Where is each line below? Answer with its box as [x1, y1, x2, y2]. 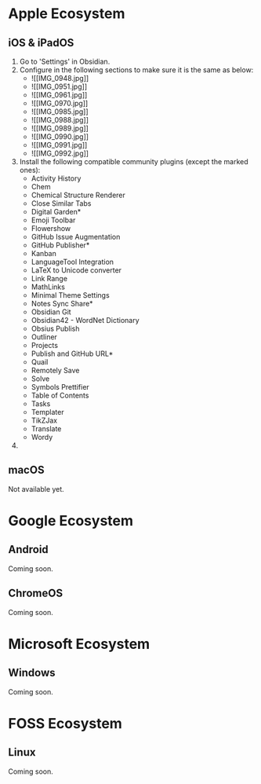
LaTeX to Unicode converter [31, 266, 122, 275]
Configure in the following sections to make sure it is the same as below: [19, 65, 254, 75]
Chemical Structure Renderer [31, 190, 125, 200]
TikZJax [31, 416, 58, 425]
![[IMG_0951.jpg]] [31, 82, 88, 91]
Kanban [31, 249, 56, 258]
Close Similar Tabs [31, 199, 92, 208]
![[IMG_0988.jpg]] [31, 115, 89, 124]
